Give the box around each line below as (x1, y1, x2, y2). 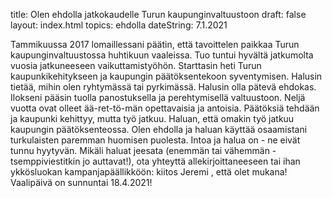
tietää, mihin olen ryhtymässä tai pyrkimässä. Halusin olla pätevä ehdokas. (10, 81, 317, 93)
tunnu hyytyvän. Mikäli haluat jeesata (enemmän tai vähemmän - (10, 145, 277, 156)
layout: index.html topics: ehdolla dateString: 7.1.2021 (10, 19, 228, 31)
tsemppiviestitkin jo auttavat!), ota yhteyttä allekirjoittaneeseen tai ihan (10, 155, 301, 167)
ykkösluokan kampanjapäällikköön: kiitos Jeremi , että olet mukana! (10, 166, 288, 178)
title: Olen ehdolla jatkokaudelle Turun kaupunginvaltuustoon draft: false (10, 9, 307, 20)
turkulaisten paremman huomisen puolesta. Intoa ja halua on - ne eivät (10, 134, 301, 146)
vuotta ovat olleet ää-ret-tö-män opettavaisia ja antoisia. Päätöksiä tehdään (10, 102, 320, 114)
